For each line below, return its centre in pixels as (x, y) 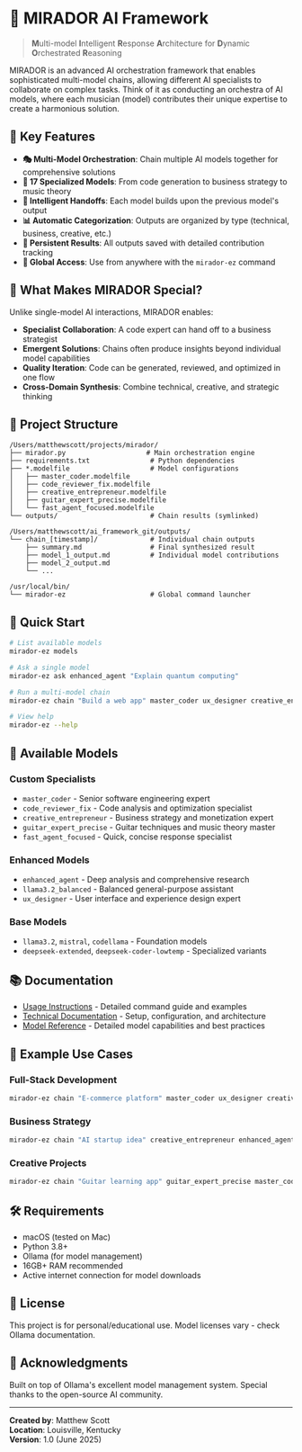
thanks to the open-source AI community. (86, 1394)
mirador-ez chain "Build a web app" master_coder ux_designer (128, 701)
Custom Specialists (53, 779)
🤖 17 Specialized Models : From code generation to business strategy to (155, 181)
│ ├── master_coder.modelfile (70, 477)
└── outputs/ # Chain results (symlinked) (134, 516)
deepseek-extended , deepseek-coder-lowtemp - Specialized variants (144, 951)
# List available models (56, 643)
